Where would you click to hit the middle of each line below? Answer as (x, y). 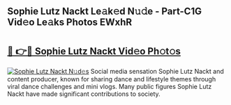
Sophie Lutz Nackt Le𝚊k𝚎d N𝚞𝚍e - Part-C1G (105, 11)
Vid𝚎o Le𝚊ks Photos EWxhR (70, 23)
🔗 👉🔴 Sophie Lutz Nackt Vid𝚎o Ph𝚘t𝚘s (94, 51)
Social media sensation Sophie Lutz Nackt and (157, 71)
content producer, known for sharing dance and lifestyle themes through (112, 79)
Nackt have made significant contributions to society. (84, 94)
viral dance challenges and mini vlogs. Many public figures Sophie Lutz (110, 87)
